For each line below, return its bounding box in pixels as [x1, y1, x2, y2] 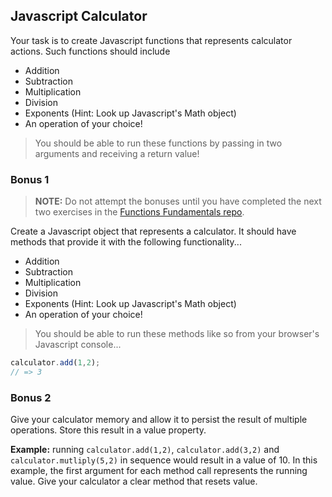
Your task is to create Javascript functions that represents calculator [10, 34, 293, 46]
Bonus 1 [10, 172, 50, 186]
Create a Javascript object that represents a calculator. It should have [10, 225, 297, 238]
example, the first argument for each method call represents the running [10, 465, 308, 477]
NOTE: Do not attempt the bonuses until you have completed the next [34, 195, 322, 208]
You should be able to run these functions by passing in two [34, 137, 283, 149]
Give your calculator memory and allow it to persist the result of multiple [10, 414, 308, 426]
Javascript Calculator [10, 8, 148, 25]
